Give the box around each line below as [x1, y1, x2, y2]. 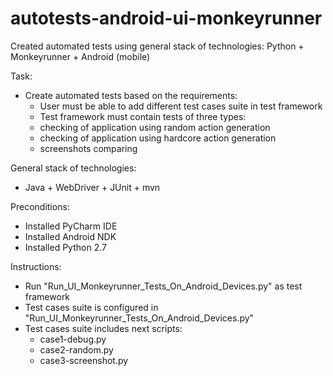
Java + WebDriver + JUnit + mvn [24, 181, 161, 193]
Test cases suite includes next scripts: [24, 322, 183, 334]
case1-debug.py [39, 333, 107, 345]
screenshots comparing [39, 142, 138, 154]
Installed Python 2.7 [24, 241, 107, 253]
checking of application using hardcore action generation [39, 132, 277, 144]
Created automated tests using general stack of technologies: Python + [10, 40, 305, 52]
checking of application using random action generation [39, 121, 271, 133]
